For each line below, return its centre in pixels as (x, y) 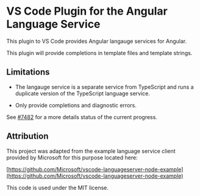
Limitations (28, 72)
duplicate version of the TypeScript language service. (83, 93)
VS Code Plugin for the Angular (87, 11)
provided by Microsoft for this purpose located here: (72, 158)
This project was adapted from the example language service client (91, 151)
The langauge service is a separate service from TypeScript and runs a (104, 87)
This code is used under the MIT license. (57, 187)
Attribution (27, 136)
